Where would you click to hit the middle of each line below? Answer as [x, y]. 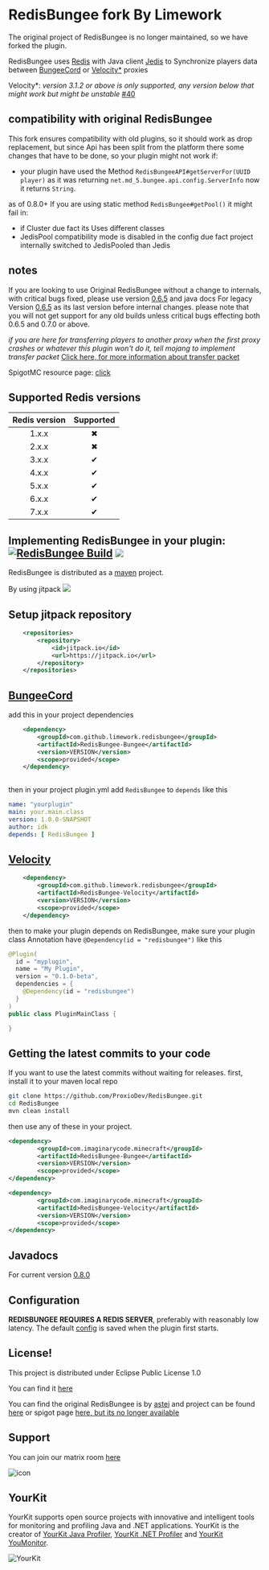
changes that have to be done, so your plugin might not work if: [113, 155]
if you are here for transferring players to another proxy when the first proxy [134, 339]
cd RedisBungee [34, 1104]
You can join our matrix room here [65, 1457]
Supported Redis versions [75, 397]
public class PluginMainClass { [62, 1014]
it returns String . [48, 188]
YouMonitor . [29, 1543]
